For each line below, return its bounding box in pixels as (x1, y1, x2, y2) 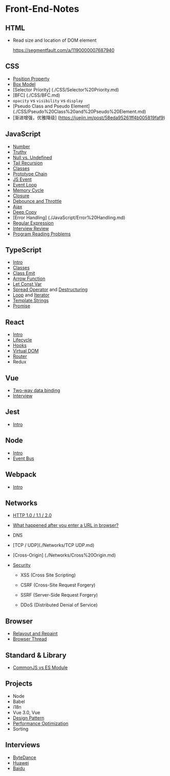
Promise (12, 303, 31, 309)
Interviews (5, 741, 40, 749)
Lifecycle (12, 337, 32, 343)
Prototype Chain (12, 171, 48, 177)
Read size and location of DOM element (12, 37, 97, 43)
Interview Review (12, 225, 49, 231)
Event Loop (12, 181, 37, 188)
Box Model (12, 81, 36, 87)
